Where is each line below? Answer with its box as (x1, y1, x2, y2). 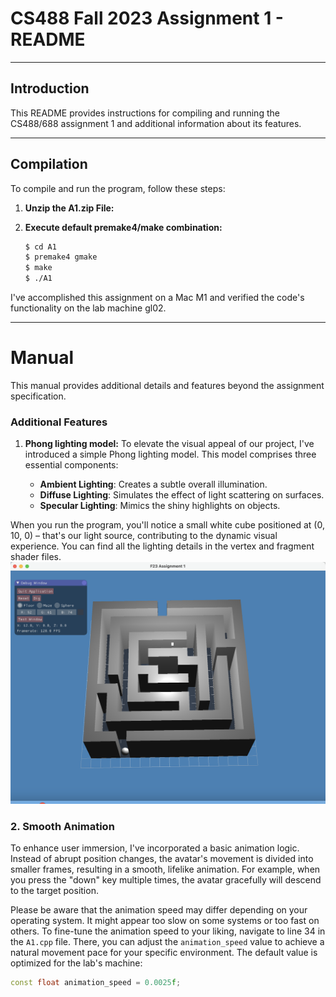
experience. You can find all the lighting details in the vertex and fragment (10, 540, 315, 552)
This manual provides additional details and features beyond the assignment (10, 380, 325, 391)
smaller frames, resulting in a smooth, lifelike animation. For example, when (10, 863, 321, 875)
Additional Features (10, 415, 108, 429)
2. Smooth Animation (10, 819, 115, 833)
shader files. (10, 551, 62, 563)
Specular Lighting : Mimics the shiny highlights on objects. (39, 500, 281, 512)
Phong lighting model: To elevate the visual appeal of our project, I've (24, 438, 315, 450)
